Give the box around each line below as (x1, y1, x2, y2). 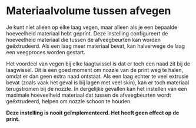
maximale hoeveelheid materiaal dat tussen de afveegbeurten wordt (6, 91, 172, 99)
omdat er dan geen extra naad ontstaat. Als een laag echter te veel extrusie (6, 73, 189, 80)
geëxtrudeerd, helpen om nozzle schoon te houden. (6, 97, 132, 104)
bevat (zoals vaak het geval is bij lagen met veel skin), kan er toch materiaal (6, 78, 190, 86)
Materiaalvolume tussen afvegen (6, 4, 171, 18)
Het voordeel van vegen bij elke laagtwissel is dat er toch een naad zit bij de (6, 60, 191, 67)
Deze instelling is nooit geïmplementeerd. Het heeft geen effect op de (6, 109, 180, 116)
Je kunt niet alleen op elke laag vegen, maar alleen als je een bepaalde (6, 24, 178, 31)
